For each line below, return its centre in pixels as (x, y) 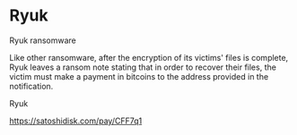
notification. (31, 86)
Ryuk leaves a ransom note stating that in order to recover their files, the (143, 67)
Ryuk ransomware (43, 40)
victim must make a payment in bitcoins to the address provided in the (139, 76)
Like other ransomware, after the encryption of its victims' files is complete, (149, 57)
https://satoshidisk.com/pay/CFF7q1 (76, 121)
